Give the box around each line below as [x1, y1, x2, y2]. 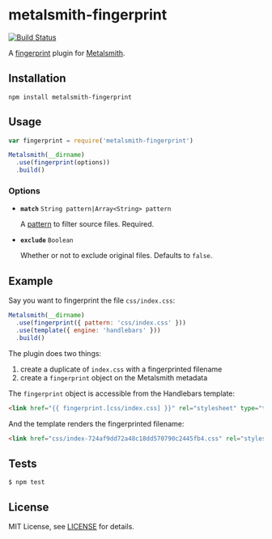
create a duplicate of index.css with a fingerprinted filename [19, 364, 223, 374]
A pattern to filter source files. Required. [19, 219, 155, 229]
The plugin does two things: [8, 348, 102, 358]
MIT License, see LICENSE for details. [8, 522, 135, 532]
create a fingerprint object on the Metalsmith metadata [19, 372, 208, 382]
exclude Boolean [19, 236, 74, 244]
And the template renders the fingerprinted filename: [8, 418, 185, 428]
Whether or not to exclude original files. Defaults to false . [19, 251, 213, 261]
